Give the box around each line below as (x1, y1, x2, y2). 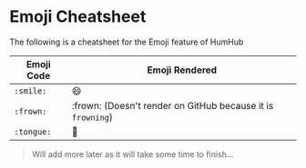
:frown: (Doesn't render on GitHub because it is (71, 99, 274, 112)
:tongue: (14, 126, 52, 137)
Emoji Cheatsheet (9, 6, 147, 27)
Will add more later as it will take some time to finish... (31, 148, 234, 160)
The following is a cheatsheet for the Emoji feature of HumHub (9, 36, 244, 47)
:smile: (14, 85, 47, 96)
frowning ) (71, 111, 114, 124)
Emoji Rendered (147, 64, 217, 76)
